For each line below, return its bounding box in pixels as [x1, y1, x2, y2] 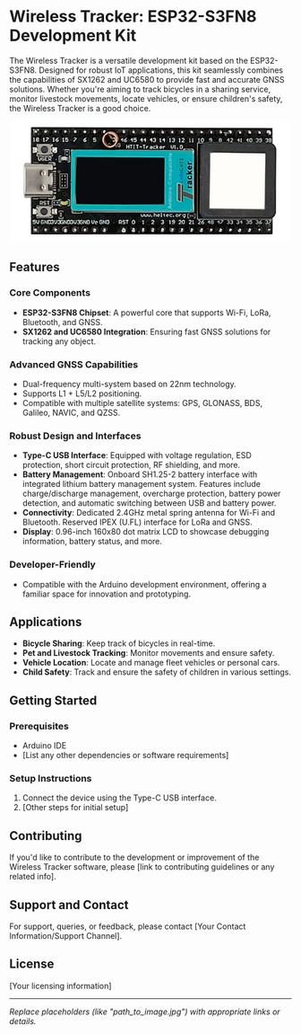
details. [9, 1015, 37, 1026]
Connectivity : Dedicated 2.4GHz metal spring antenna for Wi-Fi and [21, 508, 276, 518]
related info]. [9, 871, 56, 882]
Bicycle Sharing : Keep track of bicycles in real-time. [21, 638, 216, 649]
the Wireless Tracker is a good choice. [9, 102, 151, 113]
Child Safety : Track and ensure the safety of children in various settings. [21, 667, 292, 677]
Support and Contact [9, 897, 129, 913]
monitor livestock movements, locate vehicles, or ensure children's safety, [9, 93, 283, 104]
